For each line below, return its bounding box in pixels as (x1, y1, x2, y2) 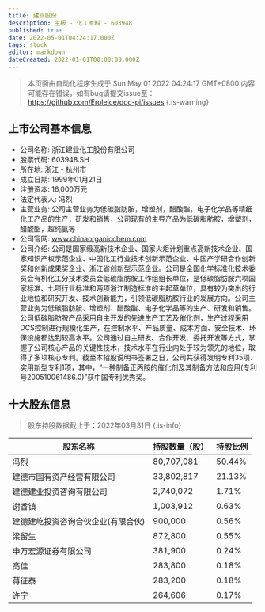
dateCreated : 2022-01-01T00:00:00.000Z (8, 56, 140, 64)
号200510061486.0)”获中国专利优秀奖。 (19, 372, 150, 382)
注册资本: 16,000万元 (19, 184, 88, 194)
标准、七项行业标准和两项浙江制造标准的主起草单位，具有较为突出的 (26, 283, 249, 293)
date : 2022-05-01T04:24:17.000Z (8, 33, 115, 42)
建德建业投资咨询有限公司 (12, 486, 108, 497)
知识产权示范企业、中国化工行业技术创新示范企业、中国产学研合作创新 (26, 253, 256, 263)
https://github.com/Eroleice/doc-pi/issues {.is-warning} (27, 97, 210, 107)
